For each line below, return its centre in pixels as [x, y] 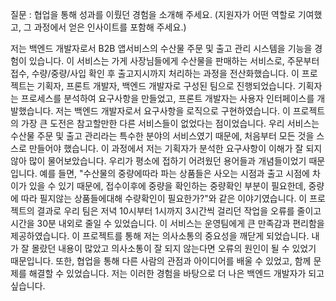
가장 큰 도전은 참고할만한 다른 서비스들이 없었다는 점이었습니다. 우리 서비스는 [170, 123]
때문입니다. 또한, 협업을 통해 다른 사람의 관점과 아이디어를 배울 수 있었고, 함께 [161, 261]
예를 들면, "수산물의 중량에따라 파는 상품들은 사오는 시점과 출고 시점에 [175, 173]
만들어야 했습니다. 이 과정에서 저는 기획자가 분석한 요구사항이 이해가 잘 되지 [175, 148]
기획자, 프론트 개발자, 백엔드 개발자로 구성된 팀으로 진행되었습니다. [166, 86]
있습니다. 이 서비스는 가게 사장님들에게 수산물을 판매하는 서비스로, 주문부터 [174, 61]
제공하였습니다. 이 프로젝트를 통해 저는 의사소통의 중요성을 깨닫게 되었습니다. [160, 236]
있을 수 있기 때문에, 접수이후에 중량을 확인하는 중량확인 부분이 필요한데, [167, 186]
